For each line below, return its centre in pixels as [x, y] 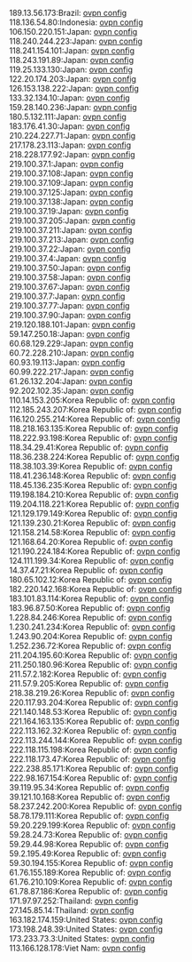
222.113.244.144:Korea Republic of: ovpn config [96, 740]
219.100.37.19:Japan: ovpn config [69, 211]
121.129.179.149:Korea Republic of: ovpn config [93, 513]
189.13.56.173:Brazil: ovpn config [68, 13]
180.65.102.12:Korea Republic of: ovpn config [91, 580]
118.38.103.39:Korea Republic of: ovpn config [91, 466]
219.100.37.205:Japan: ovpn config [72, 220]
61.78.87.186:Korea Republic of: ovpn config [88, 891]
